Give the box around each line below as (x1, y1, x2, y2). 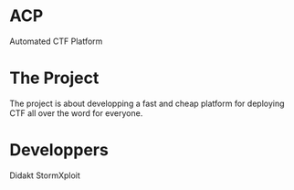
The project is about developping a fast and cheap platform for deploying (9, 98, 285, 109)
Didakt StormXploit (9, 170, 80, 181)
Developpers (9, 140, 110, 161)
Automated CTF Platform (9, 36, 103, 47)
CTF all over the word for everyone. (9, 107, 143, 119)
